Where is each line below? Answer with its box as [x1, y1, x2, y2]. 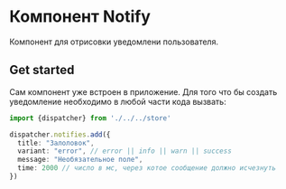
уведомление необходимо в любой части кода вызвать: [9, 96, 227, 107]
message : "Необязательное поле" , [17, 156, 143, 165]
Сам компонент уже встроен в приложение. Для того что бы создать [9, 86, 278, 97]
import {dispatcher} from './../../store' [9, 113, 171, 123]
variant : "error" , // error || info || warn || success [17, 146, 232, 156]
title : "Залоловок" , [17, 138, 95, 147]
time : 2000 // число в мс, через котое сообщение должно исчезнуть [17, 164, 277, 173]
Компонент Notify [9, 6, 152, 27]
